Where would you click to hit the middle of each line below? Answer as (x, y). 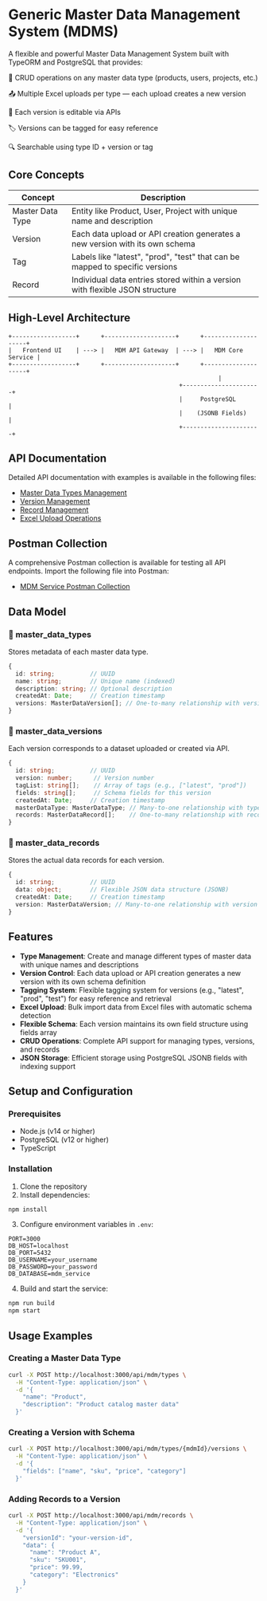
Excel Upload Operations (60, 518)
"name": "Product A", (65, 1552)
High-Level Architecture (70, 318)
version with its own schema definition (83, 981)
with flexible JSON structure (124, 289)
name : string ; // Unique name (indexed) (96, 681)
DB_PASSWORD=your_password (53, 1267)
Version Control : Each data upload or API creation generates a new (130, 973)
